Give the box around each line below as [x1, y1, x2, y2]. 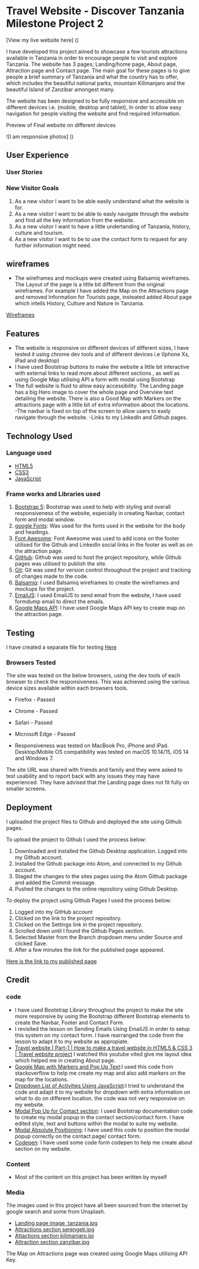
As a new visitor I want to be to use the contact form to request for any [14, 235, 188, 242]
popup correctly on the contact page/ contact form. [14, 1132, 141, 1139]
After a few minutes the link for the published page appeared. [14, 946, 165, 954]
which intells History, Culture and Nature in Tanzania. [14, 300, 145, 307]
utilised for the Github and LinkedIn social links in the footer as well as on [14, 541, 193, 548]
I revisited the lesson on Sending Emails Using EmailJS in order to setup [14, 1025, 190, 1032]
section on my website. [14, 1145, 72, 1152]
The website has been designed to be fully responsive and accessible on [6, 97, 184, 105]
